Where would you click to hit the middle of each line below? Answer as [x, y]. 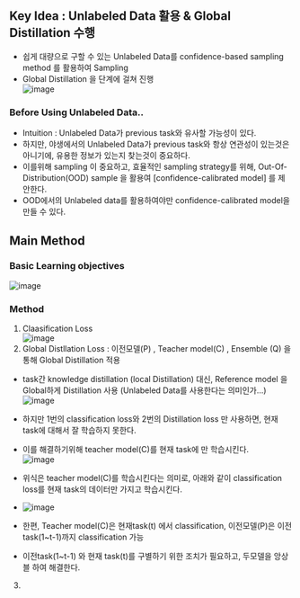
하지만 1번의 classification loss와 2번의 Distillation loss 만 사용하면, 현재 [150, 419]
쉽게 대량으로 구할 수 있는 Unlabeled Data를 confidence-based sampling [153, 56]
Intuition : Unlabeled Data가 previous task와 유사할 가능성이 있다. [139, 133]
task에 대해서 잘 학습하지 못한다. [79, 431]
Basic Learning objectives [67, 266]
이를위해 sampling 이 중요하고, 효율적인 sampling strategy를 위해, [139, 167]
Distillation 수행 [53, 33]
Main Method [47, 241]
